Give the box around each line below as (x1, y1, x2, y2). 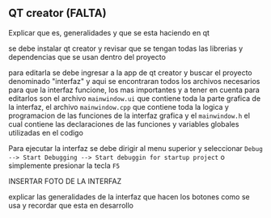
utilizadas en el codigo (8, 128, 83, 137)
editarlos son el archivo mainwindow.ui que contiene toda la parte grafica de (8, 93, 261, 103)
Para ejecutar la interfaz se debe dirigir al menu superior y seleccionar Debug (8, 143, 263, 153)
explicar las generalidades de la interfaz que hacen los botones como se (8, 191, 251, 201)
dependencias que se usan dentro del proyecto (8, 52, 166, 61)
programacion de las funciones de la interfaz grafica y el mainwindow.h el (8, 111, 251, 120)
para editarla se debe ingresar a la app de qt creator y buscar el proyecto (8, 68, 252, 78)
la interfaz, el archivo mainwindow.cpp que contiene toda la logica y (8, 102, 229, 111)
